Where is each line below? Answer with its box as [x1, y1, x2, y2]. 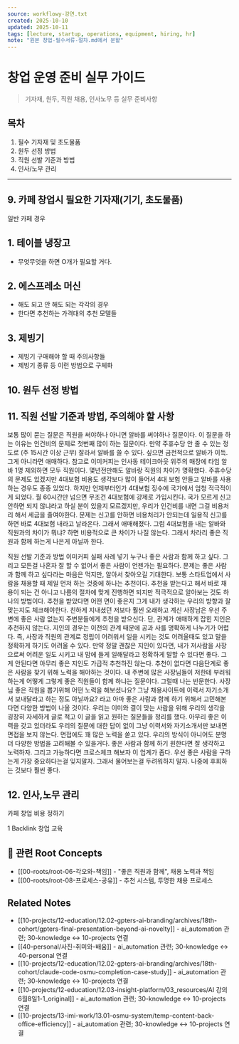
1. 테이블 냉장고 [7, 237, 71, 249]
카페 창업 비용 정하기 [7, 809, 65, 818]
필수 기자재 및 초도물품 [17, 137, 81, 146]
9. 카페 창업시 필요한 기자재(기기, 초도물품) [7, 194, 184, 206]
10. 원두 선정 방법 [7, 384, 79, 396]
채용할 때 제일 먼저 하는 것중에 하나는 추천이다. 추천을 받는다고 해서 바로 [20, 579, 220, 588]
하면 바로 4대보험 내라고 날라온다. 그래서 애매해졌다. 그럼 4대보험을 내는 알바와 [7, 520, 226, 528]
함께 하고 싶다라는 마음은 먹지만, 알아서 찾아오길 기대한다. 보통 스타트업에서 [14, 570, 224, 579]
